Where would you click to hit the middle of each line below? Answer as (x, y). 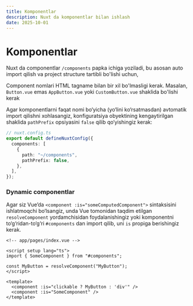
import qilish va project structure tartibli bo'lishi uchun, (72, 74)
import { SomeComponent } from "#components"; (64, 256)
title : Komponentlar (31, 11)
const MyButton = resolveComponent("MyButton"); (67, 266)
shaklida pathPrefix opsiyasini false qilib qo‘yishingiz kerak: (79, 122)
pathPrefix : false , (45, 160)
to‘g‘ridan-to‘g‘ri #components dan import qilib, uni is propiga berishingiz (93, 223)
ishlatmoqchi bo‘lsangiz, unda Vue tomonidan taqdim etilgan (79, 211)
